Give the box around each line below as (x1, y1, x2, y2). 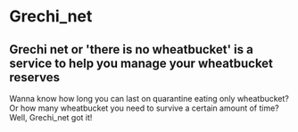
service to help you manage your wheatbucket (9, 55, 274, 70)
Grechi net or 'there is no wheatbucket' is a (9, 42, 254, 57)
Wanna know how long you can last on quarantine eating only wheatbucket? (9, 94, 290, 103)
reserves (9, 70, 61, 85)
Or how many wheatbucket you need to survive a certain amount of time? (9, 103, 279, 113)
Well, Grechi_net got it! (9, 112, 93, 122)
